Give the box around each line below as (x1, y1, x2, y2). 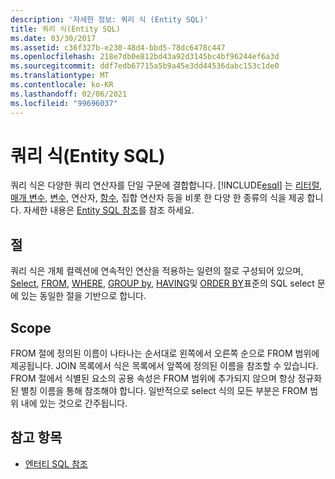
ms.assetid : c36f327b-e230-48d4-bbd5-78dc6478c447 (10, 42, 226, 53)
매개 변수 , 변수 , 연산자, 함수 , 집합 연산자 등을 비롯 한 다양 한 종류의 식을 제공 (10, 192, 305, 204)
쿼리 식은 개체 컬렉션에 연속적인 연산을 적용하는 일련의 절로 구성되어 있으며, (10, 265, 304, 277)
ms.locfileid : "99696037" (10, 98, 118, 108)
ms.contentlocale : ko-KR (10, 80, 114, 90)
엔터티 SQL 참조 (24, 457, 88, 470)
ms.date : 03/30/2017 (10, 33, 97, 43)
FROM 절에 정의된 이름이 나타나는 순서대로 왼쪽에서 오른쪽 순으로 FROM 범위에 (10, 347, 320, 360)
